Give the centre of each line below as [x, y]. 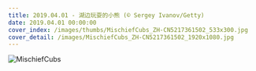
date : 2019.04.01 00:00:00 [52, 23]
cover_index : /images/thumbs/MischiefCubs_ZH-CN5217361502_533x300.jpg [128, 30]
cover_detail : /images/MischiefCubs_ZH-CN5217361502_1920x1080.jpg [121, 37]
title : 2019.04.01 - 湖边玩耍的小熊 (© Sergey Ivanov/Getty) [106, 15]
